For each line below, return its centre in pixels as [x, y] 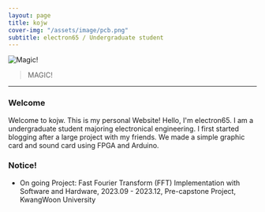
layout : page [30, 15]
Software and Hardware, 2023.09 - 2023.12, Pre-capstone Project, [128, 191]
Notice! [22, 166]
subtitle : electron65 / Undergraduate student [86, 37]
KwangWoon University [58, 199]
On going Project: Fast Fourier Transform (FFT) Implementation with [130, 183]
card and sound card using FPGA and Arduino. [84, 145]
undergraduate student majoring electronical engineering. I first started [123, 128]
